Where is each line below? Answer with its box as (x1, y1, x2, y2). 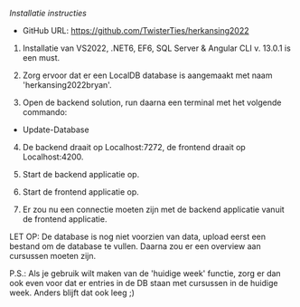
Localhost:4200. (22, 151, 84, 162)
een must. (22, 53, 61, 62)
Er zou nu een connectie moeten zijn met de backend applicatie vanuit (22, 204, 285, 215)
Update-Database (22, 124, 89, 135)
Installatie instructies (9, 8, 88, 18)
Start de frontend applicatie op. (22, 187, 140, 197)
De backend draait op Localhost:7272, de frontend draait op (22, 142, 246, 152)
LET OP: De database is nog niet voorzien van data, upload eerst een (9, 231, 267, 242)
